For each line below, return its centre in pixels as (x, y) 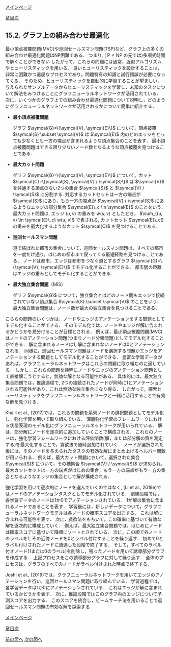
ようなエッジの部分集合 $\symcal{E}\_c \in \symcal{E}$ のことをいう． (91, 207)
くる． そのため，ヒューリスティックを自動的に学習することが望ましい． (85, 81)
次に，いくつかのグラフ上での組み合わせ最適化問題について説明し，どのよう (85, 100)
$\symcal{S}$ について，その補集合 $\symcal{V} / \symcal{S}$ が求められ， (85, 464)
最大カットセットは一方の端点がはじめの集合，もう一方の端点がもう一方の (83, 470)
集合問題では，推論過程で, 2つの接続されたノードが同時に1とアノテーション (84, 382)
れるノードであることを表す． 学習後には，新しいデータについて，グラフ (81, 506)
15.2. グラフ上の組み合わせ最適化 (57, 35)
